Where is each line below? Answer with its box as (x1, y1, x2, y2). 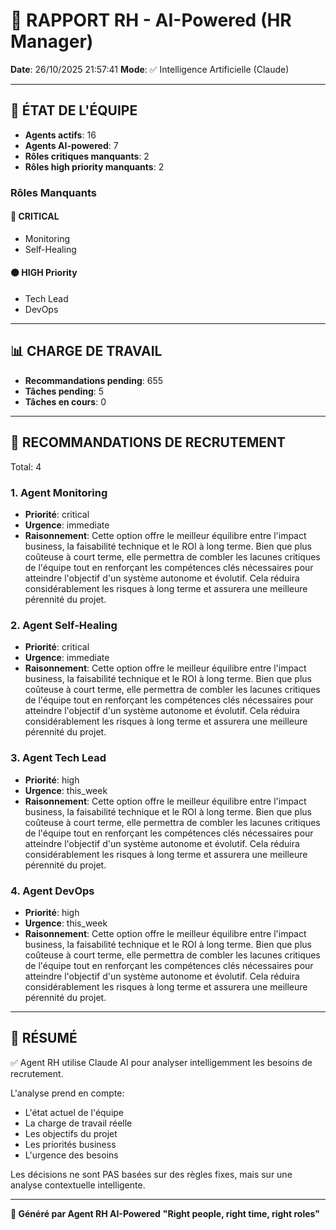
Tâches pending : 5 (24, 385, 105, 397)
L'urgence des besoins (24, 1149, 119, 1161)
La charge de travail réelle (24, 1117, 133, 1129)
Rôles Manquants (10, 185, 97, 199)
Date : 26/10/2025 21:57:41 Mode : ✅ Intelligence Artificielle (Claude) (10, 63, 290, 75)
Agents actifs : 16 (24, 129, 97, 141)
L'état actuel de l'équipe (24, 1106, 125, 1118)
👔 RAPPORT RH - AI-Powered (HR (10, 9, 292, 32)
